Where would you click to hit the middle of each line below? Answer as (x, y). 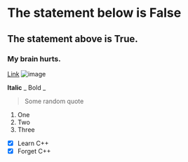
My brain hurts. (34, 59)
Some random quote (54, 101)
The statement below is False (94, 13)
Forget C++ (34, 151)
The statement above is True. (73, 39)
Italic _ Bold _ (27, 87)
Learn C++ (33, 143)
